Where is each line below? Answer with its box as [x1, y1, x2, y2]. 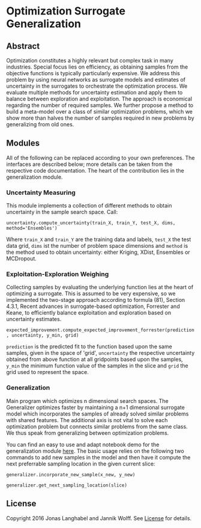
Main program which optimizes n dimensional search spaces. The [6, 397, 169, 404]
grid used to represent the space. [6, 369, 89, 376]
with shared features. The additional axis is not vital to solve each [6, 416, 168, 423]
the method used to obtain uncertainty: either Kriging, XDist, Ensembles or [6, 248, 190, 256]
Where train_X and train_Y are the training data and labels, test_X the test [6, 236, 191, 243]
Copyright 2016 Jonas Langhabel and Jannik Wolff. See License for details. [6, 514, 192, 521]
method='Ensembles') [6, 226, 58, 232]
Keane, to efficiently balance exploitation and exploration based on [6, 309, 172, 316]
